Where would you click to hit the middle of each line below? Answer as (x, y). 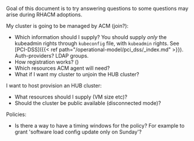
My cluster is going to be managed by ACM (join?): (67, 26)
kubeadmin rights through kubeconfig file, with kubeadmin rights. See (97, 43)
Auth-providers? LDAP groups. (52, 56)
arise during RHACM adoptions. (44, 15)
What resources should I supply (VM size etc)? (71, 97)
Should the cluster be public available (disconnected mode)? (88, 103)
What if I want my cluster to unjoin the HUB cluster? (77, 74)
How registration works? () (47, 62)
